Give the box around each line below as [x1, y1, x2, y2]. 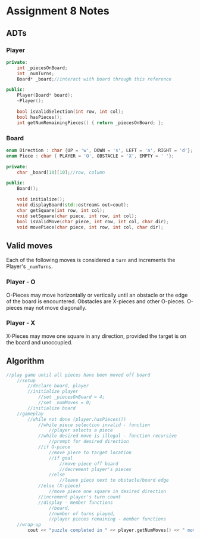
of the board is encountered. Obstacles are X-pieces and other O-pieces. [6, 297, 186, 305]
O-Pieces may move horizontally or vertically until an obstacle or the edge [6, 291, 188, 298]
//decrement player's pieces [59, 466, 132, 472]
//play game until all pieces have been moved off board [6, 372, 151, 378]
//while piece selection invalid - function [37, 422, 151, 428]
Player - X [6, 319, 36, 327]
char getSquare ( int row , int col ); [17, 207, 105, 213]
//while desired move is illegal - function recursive [37, 433, 177, 439]
